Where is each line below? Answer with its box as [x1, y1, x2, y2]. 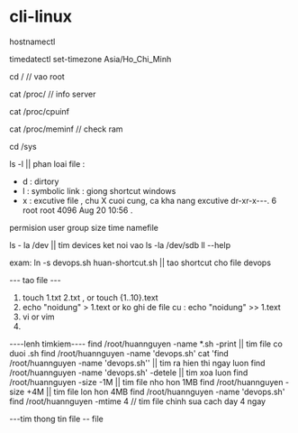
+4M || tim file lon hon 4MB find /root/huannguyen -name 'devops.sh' [26, 386, 285, 397]
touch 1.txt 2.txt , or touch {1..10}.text [22, 291, 159, 303]
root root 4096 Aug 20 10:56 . [22, 205, 133, 216]
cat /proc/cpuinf [9, 106, 70, 116]
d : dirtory [22, 176, 59, 187]
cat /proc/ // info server [9, 88, 96, 99]
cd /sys [9, 141, 38, 152]
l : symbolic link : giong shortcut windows [22, 185, 176, 196]
